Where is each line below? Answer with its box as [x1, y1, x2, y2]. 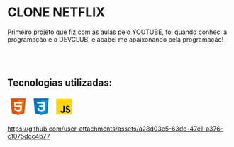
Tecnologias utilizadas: [7, 77, 112, 89]
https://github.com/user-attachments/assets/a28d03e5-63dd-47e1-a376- [7, 124, 223, 133]
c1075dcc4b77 [7, 131, 51, 140]
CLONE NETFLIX [7, 4, 106, 20]
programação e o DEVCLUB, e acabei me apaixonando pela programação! [7, 35, 224, 43]
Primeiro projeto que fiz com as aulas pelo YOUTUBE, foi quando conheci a [7, 28, 228, 36]
